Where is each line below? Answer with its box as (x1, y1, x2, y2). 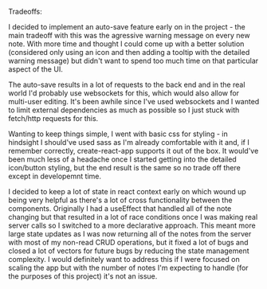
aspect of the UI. (8, 64, 64, 74)
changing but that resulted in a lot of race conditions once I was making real (8, 213, 258, 221)
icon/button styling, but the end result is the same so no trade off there (8, 163, 241, 172)
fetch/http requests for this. (8, 114, 99, 123)
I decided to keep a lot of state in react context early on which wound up (8, 187, 247, 196)
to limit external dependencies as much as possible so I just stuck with (8, 105, 240, 115)
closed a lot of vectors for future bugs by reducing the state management (8, 246, 249, 256)
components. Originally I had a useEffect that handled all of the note (8, 204, 232, 213)
